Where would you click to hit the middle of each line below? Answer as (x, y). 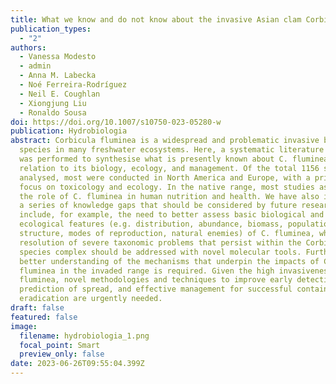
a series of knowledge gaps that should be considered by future (158, 206)
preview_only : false (62, 354)
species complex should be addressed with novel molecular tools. (160, 252)
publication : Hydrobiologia (69, 131)
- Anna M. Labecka (58, 76)
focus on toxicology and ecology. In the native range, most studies (167, 187)
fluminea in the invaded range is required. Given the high (147, 271)
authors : (28, 47)
